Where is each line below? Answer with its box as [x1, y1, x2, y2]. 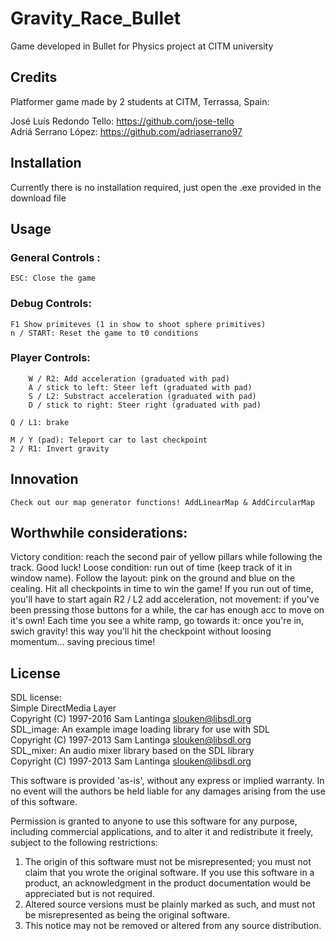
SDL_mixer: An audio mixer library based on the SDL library [10, 745, 255, 757]
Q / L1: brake [10, 417, 70, 427]
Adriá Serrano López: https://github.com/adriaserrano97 [10, 125, 243, 137]
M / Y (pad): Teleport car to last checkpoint [10, 435, 208, 445]
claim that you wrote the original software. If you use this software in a [24, 867, 315, 879]
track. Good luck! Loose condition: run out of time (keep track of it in [10, 562, 293, 574]
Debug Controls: [10, 297, 92, 311]
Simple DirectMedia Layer [10, 702, 117, 714]
